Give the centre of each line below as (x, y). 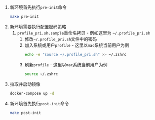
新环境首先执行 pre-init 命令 (38, 7)
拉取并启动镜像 (25, 84)
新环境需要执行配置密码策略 (38, 27)
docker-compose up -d (32, 93)
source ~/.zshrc (41, 74)
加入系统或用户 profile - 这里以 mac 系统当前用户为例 (77, 45)
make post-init (25, 113)
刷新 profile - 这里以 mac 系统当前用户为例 (66, 64)
